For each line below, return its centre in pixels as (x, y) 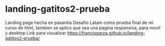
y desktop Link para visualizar (36, 33)
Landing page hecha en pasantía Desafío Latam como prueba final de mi (79, 23)
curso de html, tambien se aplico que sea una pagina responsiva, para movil (83, 27)
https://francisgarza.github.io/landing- (106, 33)
